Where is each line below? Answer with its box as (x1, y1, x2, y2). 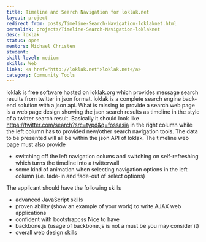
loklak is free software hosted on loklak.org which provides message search (6, 88, 199, 96)
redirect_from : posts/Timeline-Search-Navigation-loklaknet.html (6, 20, 177, 26)
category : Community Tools (6, 72, 75, 78)
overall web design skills (15, 228, 78, 236)
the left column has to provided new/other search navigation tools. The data (6, 128, 198, 135)
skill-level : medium (6, 55, 59, 61)
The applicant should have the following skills (6, 184, 121, 192)
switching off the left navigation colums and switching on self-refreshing (15, 153, 199, 160)
